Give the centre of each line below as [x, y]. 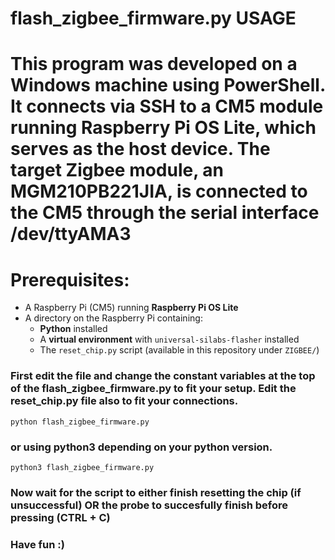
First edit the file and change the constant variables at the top [163, 376]
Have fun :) [37, 544]
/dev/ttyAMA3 [71, 234]
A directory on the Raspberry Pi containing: [113, 318]
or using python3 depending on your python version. [141, 447]
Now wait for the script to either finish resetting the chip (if [156, 492]
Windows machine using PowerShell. [168, 85]
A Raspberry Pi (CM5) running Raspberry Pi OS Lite [131, 308]
